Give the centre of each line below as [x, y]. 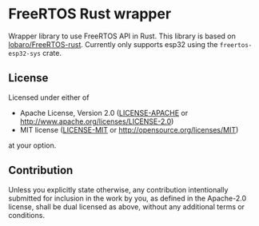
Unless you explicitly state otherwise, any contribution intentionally [118, 189]
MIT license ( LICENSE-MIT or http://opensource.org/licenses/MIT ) [129, 129]
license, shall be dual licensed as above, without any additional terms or [127, 206]
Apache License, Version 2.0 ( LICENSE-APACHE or [104, 113]
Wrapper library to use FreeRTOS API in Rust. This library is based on [122, 36]
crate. [52, 53]
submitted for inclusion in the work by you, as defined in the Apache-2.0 [127, 198]
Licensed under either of [49, 97]
